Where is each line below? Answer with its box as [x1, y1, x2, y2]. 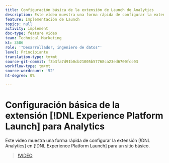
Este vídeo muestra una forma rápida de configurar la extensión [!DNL [5, 137, 150, 143]
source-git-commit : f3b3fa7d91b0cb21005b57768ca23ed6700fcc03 [5, 59, 138, 64]
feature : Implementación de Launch [5, 17, 80, 22]
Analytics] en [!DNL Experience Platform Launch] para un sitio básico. [5, 142, 150, 149]
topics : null [5, 21, 33, 27]
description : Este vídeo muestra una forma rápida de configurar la [5, 12, 152, 17]
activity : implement [5, 26, 49, 31]
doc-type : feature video [5, 31, 57, 36]
